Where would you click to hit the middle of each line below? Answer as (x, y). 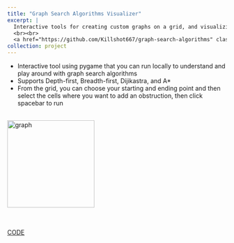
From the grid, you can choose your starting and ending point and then (119, 88)
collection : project (37, 46)
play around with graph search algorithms (77, 73)
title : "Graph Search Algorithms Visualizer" (74, 14)
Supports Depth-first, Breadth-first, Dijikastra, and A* (94, 81)
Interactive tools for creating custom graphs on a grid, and (106, 27)
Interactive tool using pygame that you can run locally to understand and (121, 66)
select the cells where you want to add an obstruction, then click (110, 96)
